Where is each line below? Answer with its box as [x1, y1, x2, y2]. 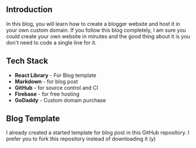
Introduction [6, 5, 53, 15]
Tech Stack [6, 56, 48, 66]
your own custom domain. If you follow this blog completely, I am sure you [6, 26, 187, 33]
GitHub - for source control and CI [14, 84, 98, 91]
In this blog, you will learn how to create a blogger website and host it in [6, 20, 181, 27]
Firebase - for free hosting [14, 90, 79, 97]
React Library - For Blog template [14, 72, 97, 79]
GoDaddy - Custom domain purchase [14, 96, 106, 103]
